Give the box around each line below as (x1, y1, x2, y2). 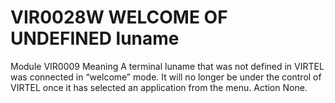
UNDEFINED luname (10, 27, 180, 50)
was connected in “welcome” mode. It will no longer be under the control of (10, 71, 322, 83)
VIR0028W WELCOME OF (10, 6, 228, 29)
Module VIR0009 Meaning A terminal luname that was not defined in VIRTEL (10, 60, 325, 72)
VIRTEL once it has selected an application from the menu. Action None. (10, 81, 308, 93)
